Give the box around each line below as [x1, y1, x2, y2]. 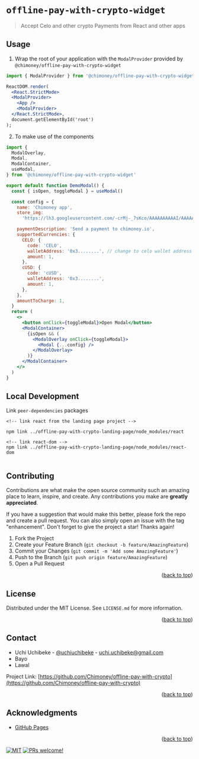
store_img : [17, 210, 44, 216]
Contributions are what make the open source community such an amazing [6, 487, 190, 494]
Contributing [6, 471, 54, 481]
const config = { [11, 199, 54, 205]
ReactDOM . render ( [6, 84, 49, 90]
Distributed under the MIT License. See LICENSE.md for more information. [6, 604, 183, 612]
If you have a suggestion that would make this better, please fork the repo [6, 511, 186, 518]
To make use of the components [14, 133, 94, 140]
